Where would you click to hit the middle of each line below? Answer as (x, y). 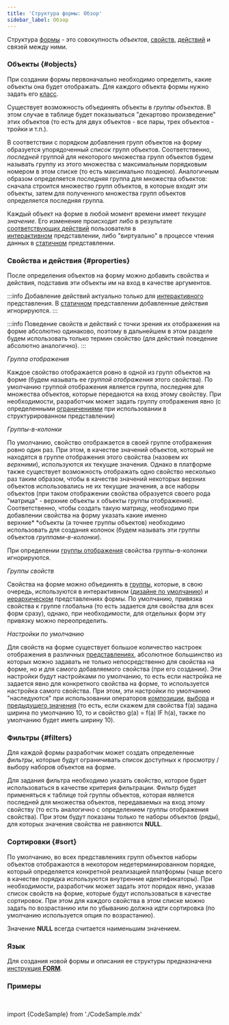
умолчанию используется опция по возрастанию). (81, 915)
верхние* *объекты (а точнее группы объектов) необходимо (96, 523)
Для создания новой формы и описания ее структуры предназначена (109, 961)
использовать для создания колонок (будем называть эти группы (104, 530)
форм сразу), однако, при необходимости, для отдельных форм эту (107, 613)
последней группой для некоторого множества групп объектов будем (110, 157)
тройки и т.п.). (28, 129)
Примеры (24, 986)
